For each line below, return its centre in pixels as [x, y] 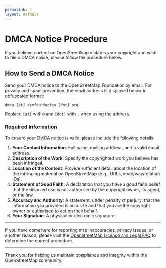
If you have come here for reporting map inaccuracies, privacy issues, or [79, 230]
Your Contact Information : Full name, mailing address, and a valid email [85, 147]
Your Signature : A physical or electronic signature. [64, 215]
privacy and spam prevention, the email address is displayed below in [76, 91]
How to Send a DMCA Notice [50, 73]
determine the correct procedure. [39, 240]
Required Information [31, 127]
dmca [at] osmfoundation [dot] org [42, 105]
